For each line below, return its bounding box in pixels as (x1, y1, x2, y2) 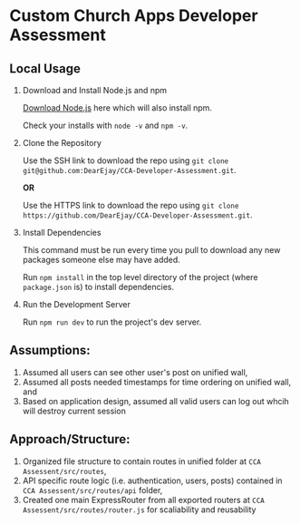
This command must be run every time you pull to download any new (22, 245, 281, 255)
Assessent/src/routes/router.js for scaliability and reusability (22, 504, 256, 515)
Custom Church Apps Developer (9, 5, 258, 26)
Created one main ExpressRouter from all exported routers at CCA (22, 494, 265, 505)
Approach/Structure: (9, 432, 131, 447)
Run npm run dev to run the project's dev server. (22, 316, 202, 327)
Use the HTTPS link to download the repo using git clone (22, 200, 239, 210)
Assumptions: (9, 343, 91, 358)
